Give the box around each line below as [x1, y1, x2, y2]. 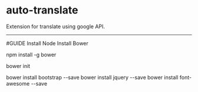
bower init [6, 62, 31, 69]
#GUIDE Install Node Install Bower [6, 39, 88, 47]
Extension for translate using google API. [6, 23, 105, 30]
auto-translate [6, 4, 78, 17]
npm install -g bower [6, 51, 57, 58]
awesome [6, 80, 30, 87]
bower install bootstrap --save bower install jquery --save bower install [6, 74, 179, 81]
